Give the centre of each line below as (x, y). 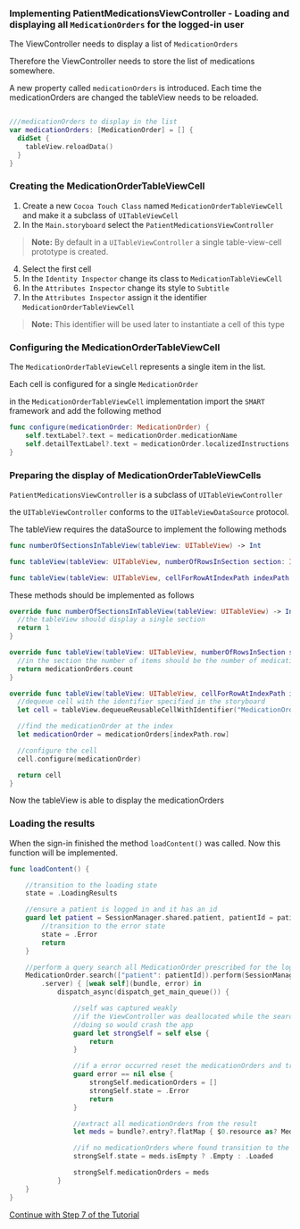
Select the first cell (57, 269)
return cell (40, 775)
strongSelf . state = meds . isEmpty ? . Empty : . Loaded (173, 1157)
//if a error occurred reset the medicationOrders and (177, 1066)
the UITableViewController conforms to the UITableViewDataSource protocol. (149, 511)
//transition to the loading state (92, 885)
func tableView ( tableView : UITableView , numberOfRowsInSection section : (147, 561)
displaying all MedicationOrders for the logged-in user (127, 24)
